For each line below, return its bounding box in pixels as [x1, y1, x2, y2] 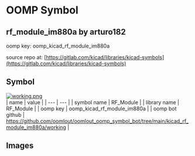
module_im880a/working [6, 124, 66, 131]
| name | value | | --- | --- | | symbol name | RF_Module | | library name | [6, 99, 180, 106]
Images [6, 141, 34, 151]
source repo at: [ [6, 54, 46, 60]
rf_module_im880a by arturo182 [6, 27, 126, 37]
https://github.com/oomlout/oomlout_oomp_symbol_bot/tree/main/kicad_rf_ [6, 117, 189, 124]
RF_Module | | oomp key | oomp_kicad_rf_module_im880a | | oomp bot [6, 105, 177, 112]
